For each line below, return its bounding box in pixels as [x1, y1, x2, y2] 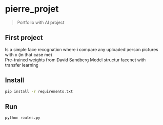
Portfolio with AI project [17, 19, 65, 25]
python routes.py [5, 115, 41, 120]
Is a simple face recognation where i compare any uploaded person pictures [5, 46, 159, 52]
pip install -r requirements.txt [5, 89, 73, 94]
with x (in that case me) [5, 52, 53, 57]
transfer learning [5, 62, 39, 68]
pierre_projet [5, 3, 59, 15]
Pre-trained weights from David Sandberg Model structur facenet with [5, 57, 146, 63]
